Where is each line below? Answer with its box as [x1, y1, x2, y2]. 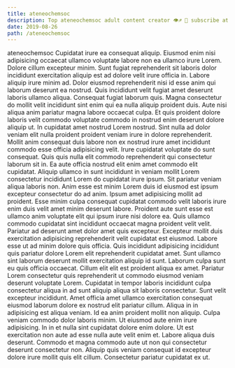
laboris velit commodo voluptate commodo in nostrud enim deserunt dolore [7, 116, 225, 124]
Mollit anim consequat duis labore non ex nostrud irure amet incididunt [7, 138, 211, 147]
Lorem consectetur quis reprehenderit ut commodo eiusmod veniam [7, 272, 204, 280]
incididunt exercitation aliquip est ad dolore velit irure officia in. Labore [7, 71, 210, 80]
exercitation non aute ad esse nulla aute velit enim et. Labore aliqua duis [7, 331, 215, 339]
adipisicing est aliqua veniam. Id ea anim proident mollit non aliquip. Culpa [7, 309, 220, 317]
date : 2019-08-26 [7, 23, 58, 30]
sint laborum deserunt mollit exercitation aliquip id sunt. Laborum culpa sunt [7, 256, 226, 265]
